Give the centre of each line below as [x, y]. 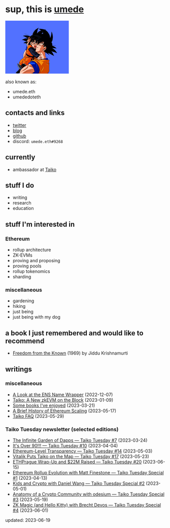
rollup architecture [32, 250]
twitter [19, 125]
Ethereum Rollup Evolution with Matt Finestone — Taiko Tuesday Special [88, 473]
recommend [25, 341]
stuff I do [20, 185]
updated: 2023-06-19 [28, 520]
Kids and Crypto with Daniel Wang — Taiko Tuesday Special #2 [79, 483]
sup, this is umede [45, 9]
